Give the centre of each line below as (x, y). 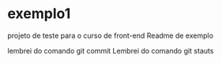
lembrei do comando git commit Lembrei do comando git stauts (111, 50)
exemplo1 (39, 14)
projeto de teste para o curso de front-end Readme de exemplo (111, 35)
